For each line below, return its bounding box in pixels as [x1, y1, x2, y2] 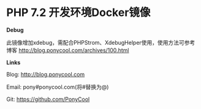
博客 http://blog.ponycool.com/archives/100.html [6, 47, 129, 54]
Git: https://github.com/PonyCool [6, 96, 90, 103]
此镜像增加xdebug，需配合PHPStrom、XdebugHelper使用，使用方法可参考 [6, 39, 195, 46]
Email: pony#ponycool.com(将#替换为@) [6, 83, 109, 91]
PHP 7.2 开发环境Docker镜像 [6, 6, 151, 20]
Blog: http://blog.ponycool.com [6, 70, 85, 78]
